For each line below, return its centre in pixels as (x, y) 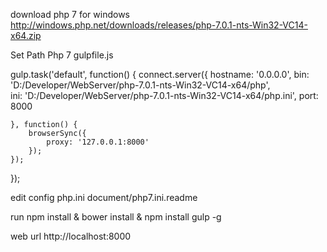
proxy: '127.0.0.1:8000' (98, 142)
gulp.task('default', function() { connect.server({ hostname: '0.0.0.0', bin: (160, 74)
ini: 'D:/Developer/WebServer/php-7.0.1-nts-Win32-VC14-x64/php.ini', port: (164, 95)
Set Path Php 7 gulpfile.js (62, 55)
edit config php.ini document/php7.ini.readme (104, 197)
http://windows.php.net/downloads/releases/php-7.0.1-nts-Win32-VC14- (159, 25)
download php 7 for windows (70, 14)
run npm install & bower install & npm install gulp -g (116, 217)
